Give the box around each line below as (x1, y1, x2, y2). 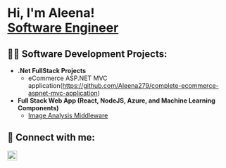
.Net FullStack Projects (17, 67, 87, 75)
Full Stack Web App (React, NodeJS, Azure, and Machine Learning (17, 96, 216, 105)
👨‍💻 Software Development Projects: (7, 48, 168, 60)
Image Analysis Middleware (27, 111, 108, 119)
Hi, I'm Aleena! (7, 5, 95, 21)
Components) (17, 104, 59, 112)
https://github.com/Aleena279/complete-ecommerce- (62, 82, 219, 89)
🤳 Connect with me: (7, 131, 95, 143)
